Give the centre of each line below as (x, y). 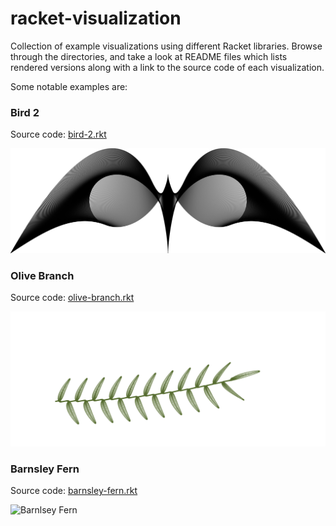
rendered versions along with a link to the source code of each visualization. (167, 67)
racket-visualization (96, 18)
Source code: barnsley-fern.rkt (74, 491)
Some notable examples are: (69, 86)
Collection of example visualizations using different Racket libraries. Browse (166, 46)
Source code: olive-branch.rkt (72, 298)
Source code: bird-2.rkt (58, 134)
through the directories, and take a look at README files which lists (149, 56)
